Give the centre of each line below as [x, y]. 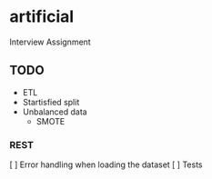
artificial [42, 17]
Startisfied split [51, 102]
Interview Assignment [50, 42]
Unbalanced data [55, 112]
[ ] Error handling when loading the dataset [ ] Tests [106, 164]
